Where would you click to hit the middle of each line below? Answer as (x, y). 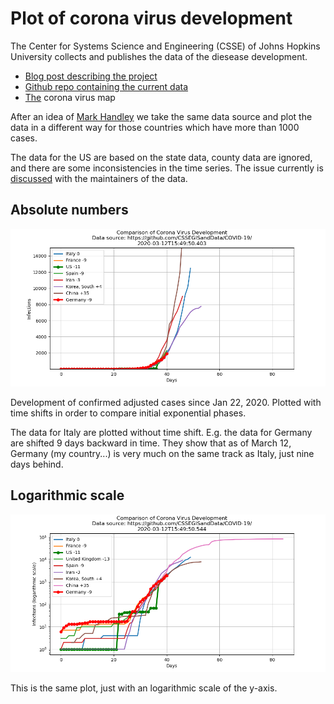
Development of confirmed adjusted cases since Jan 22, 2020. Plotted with (166, 402)
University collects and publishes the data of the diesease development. (159, 56)
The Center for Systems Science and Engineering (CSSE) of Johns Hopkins (165, 46)
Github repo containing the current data (106, 86)
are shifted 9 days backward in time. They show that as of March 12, (151, 443)
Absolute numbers (69, 210)
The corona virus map (70, 97)
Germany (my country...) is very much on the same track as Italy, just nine (162, 453)
